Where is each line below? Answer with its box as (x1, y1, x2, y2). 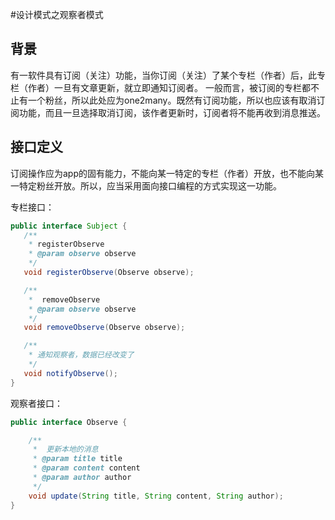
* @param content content (32, 463, 141, 473)
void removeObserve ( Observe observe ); (23, 323, 186, 333)
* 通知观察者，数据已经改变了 (28, 350, 135, 360)
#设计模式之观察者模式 (10, 9, 104, 20)
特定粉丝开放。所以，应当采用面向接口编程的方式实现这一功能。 (18, 179, 282, 192)
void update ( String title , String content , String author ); (28, 491, 284, 501)
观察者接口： (10, 397, 63, 409)
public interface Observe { (10, 417, 128, 427)
